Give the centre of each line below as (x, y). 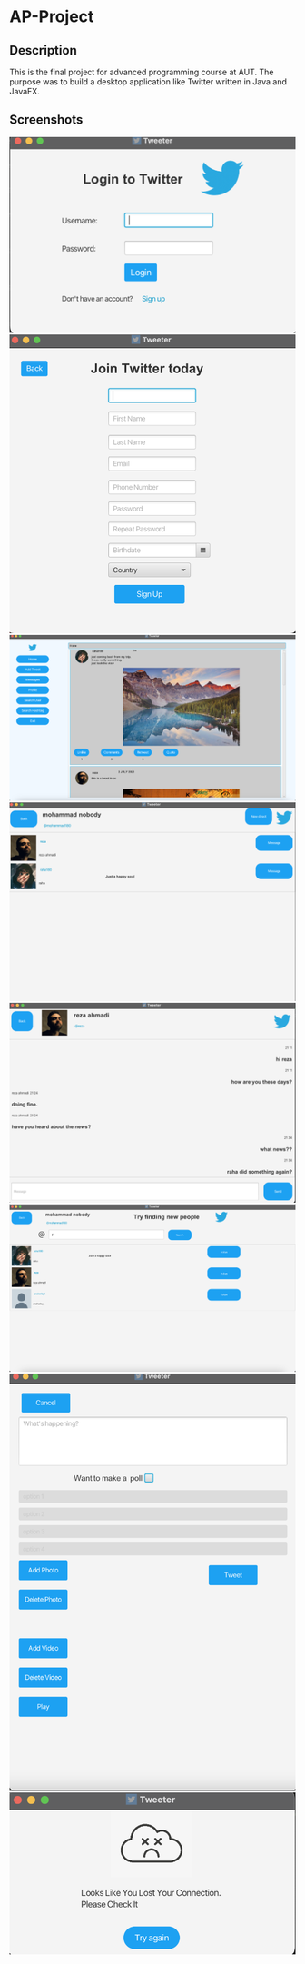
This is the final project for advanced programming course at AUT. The (142, 72)
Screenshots (46, 120)
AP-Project (52, 17)
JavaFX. (25, 91)
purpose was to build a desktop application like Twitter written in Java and (148, 82)
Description (43, 50)
